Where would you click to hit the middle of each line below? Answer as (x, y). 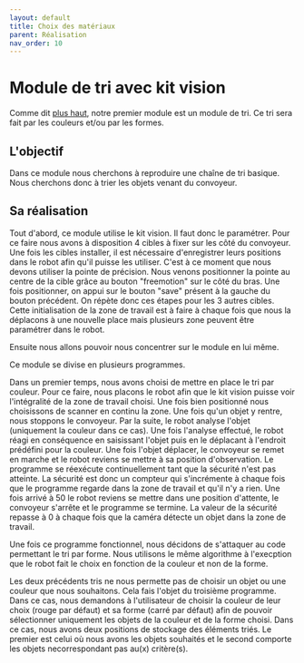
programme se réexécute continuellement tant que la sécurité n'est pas (143, 469)
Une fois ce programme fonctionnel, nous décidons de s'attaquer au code (147, 544)
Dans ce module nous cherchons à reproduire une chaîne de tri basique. (144, 173)
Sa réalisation (49, 211)
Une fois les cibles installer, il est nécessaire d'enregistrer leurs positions (145, 252)
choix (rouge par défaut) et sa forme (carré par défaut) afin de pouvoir (141, 609)
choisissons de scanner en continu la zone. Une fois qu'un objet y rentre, (146, 411)
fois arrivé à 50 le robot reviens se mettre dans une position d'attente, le (144, 497)
